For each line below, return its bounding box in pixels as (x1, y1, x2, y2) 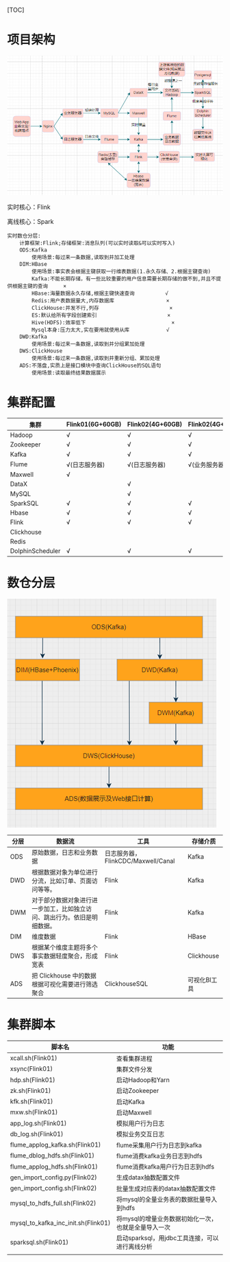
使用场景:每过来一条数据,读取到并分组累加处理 (31, 341, 145, 348)
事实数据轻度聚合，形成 (31, 951, 98, 960)
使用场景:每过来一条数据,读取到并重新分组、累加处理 (31, 355, 160, 362)
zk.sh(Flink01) (10, 1086, 51, 1094)
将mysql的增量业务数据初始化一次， (116, 1215, 218, 1223)
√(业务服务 (188, 460, 219, 469)
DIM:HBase (19, 261, 48, 268)
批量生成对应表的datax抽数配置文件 (116, 1184, 216, 1193)
